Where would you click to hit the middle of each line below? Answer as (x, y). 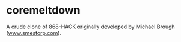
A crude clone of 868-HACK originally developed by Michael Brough (90, 27)
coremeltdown (43, 10)
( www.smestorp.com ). (34, 33)
